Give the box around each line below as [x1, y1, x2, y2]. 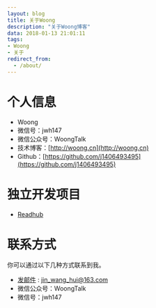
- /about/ [13, 62, 42, 69]
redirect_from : [7, 56, 52, 63]
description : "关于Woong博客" [7, 23, 91, 30]
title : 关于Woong [7, 17, 56, 24]
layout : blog [7, 10, 45, 17]
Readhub [17, 210, 44, 218]
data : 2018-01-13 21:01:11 [7, 29, 86, 37]
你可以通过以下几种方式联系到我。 [7, 261, 105, 269]
